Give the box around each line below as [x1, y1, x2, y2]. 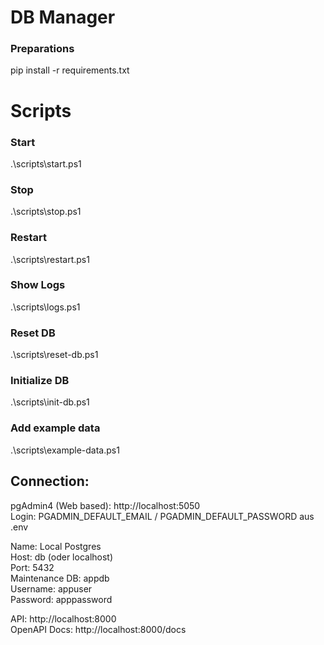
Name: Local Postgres [10, 540, 102, 552]
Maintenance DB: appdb [10, 572, 110, 584]
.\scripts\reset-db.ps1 [10, 349, 99, 361]
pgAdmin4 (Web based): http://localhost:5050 [10, 499, 201, 511]
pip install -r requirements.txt [10, 64, 130, 76]
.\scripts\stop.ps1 [10, 206, 82, 218]
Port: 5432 [10, 561, 55, 573]
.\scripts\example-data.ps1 [10, 444, 120, 456]
